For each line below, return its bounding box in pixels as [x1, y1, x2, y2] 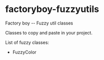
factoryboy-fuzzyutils [5, 3, 99, 15]
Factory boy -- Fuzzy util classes [5, 20, 73, 26]
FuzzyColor [12, 49, 37, 55]
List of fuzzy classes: [5, 39, 49, 45]
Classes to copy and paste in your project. [5, 29, 93, 35]
